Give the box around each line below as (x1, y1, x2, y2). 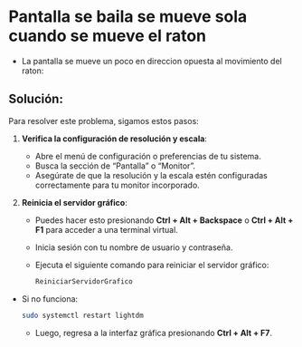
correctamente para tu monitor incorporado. (34, 179, 200, 190)
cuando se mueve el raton (8, 25, 207, 46)
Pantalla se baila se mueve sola (8, 6, 248, 27)
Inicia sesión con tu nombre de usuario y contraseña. (34, 242, 233, 253)
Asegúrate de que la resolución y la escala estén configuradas (34, 169, 268, 180)
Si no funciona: (21, 293, 79, 304)
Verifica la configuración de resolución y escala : (21, 133, 207, 144)
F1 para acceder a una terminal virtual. (34, 224, 178, 235)
